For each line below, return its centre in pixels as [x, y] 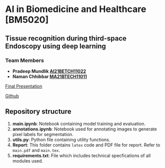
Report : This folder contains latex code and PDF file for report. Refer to [86, 145]
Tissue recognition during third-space [66, 38]
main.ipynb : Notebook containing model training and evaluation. [79, 123]
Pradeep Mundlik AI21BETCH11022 [49, 71]
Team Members [24, 60]
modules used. [28, 160]
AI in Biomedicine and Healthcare [76, 9]
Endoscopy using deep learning [56, 46]
